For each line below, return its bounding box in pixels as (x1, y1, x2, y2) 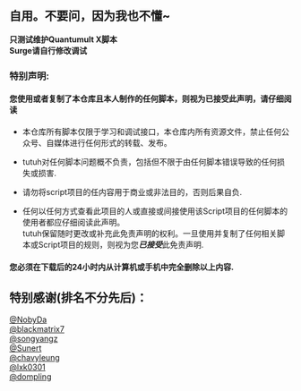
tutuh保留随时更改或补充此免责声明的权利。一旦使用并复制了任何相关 (21, 227, 278, 239)
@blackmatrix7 (9, 324, 65, 335)
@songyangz (9, 334, 58, 344)
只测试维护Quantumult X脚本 (9, 34, 118, 45)
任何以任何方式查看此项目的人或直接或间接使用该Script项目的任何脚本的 (21, 205, 288, 217)
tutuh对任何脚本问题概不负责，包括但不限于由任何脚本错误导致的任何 (21, 156, 278, 167)
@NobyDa (9, 314, 47, 325)
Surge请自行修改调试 (9, 45, 88, 55)
